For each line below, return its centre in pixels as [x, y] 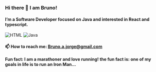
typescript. [17, 24]
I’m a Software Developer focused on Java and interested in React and [77, 19]
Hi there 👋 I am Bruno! [31, 8]
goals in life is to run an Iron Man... [41, 64]
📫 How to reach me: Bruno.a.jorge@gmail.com [54, 46]
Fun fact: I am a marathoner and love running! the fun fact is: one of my [78, 59]
